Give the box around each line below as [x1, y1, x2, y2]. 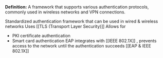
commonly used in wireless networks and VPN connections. [5, 9, 126, 15]
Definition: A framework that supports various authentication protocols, [5, 4, 149, 10]
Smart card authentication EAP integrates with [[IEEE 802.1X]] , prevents [12, 38, 157, 44]
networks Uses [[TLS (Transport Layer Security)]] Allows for [5, 23, 126, 29]
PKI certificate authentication [12, 33, 71, 38]
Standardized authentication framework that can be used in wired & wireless [5, 19, 158, 24]
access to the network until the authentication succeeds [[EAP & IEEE [12, 43, 151, 48]
